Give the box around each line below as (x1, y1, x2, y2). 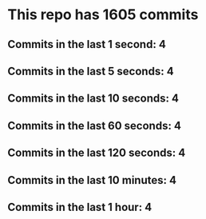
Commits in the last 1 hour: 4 (7, 200, 153, 213)
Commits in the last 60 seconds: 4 (7, 118, 181, 133)
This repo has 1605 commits (7, 6, 199, 24)
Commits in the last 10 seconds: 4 (7, 92, 180, 106)
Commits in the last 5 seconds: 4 (7, 64, 174, 78)
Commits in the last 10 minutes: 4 (7, 173, 177, 187)
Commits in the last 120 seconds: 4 (7, 146, 186, 160)
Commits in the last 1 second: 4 (7, 38, 167, 51)
